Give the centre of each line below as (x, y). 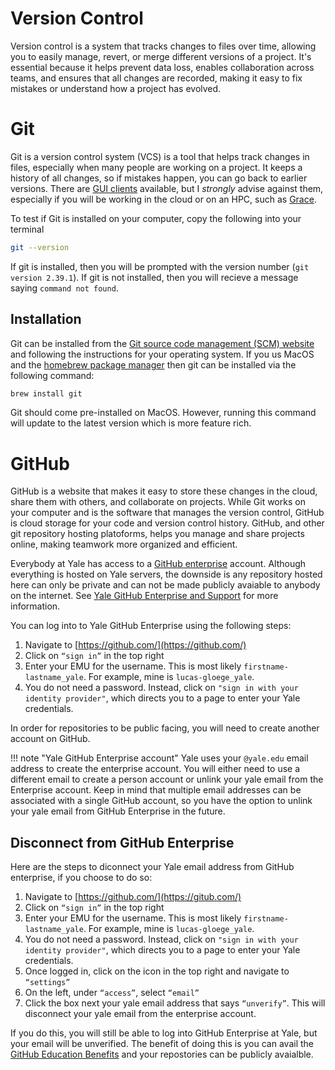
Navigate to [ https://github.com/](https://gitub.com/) (133, 897)
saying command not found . (64, 288)
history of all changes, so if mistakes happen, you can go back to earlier (159, 178)
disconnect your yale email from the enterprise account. (140, 1014)
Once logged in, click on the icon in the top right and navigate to (157, 971)
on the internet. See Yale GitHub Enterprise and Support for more (144, 596)
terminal (27, 229)
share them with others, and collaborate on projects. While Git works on (158, 502)
